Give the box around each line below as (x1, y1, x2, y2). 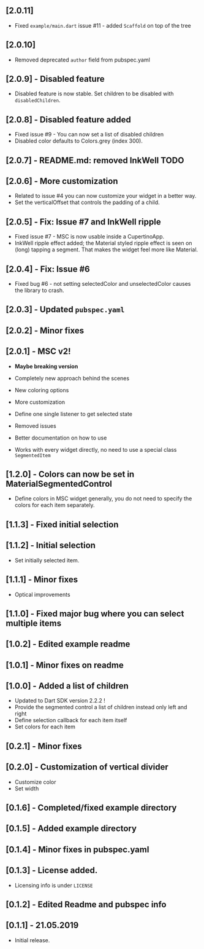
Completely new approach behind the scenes (14, 374, 130, 382)
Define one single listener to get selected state (14, 410, 133, 417)
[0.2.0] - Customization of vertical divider (6, 762, 169, 773)
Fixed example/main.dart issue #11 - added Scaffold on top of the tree (14, 22, 191, 29)
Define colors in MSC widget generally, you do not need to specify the (14, 495, 192, 502)
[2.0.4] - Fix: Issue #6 (6, 264, 90, 274)
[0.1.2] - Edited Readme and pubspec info (6, 899, 167, 910)
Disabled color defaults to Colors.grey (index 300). (14, 137, 143, 144)
